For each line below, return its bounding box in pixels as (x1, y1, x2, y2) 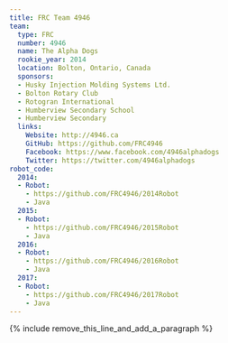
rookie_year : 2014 (17, 55, 87, 64)
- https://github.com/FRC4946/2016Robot (25, 256, 179, 266)
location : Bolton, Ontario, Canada (17, 64, 151, 73)
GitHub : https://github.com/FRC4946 (25, 139, 164, 148)
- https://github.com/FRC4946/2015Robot (25, 223, 179, 232)
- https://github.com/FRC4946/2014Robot (25, 190, 179, 199)
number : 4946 (17, 38, 67, 48)
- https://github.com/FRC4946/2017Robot (25, 290, 179, 299)
